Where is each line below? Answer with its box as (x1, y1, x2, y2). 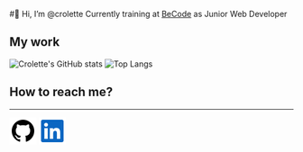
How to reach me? (9, 85, 114, 100)
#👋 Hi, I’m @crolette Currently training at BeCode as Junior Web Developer (9, 9, 288, 19)
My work (9, 34, 60, 49)
